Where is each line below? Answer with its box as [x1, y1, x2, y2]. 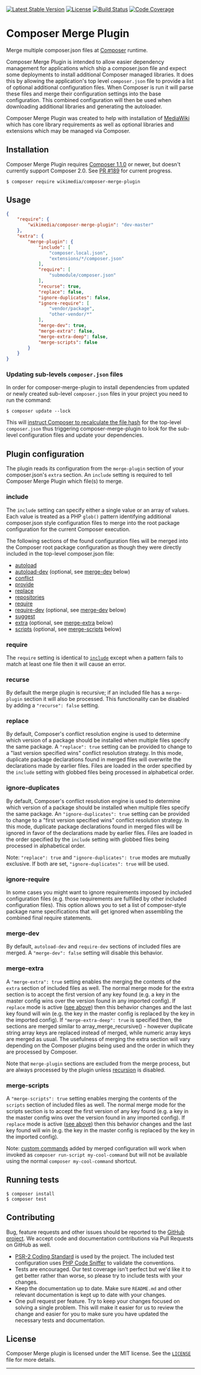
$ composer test [6, 1196, 47, 1202]
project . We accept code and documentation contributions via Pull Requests [6, 1234, 194, 1242]
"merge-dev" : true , [38, 323, 87, 329]
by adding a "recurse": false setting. [6, 702, 100, 709]
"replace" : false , [38, 289, 84, 295]
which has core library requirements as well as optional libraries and [6, 121, 174, 128]
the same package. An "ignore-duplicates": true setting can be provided [6, 810, 190, 817]
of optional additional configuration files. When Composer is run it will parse [6, 83, 194, 91]
